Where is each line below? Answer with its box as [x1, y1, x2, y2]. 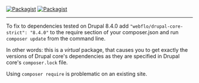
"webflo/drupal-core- [130, 24, 184, 29]
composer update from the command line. [6, 35, 105, 42]
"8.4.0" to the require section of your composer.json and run [30, 29, 179, 35]
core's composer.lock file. [6, 59, 68, 66]
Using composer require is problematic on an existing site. [6, 71, 147, 77]
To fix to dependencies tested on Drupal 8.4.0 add [6, 22, 129, 29]
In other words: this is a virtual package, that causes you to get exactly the [6, 47, 188, 53]
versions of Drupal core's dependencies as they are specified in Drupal [6, 53, 180, 59]
